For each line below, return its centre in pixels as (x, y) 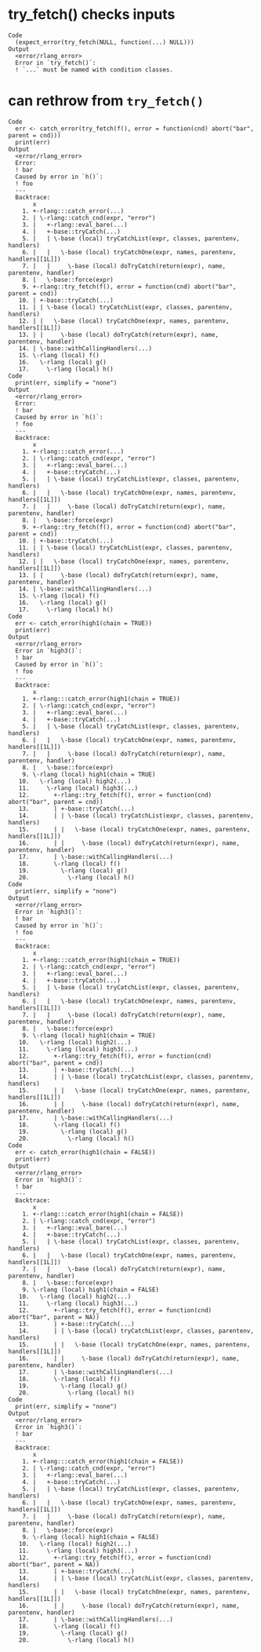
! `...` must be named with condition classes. (94, 69)
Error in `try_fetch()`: (56, 63)
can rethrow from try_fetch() (106, 101)
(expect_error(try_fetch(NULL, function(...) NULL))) (105, 42)
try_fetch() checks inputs (92, 15)
